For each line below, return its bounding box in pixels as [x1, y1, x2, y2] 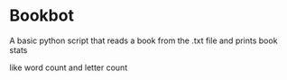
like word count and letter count [9, 62, 128, 73]
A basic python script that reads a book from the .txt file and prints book [9, 35, 278, 46]
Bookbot [9, 5, 75, 26]
